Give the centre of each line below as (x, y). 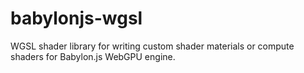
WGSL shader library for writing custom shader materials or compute (152, 46)
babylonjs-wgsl (76, 18)
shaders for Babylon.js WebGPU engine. (93, 56)
